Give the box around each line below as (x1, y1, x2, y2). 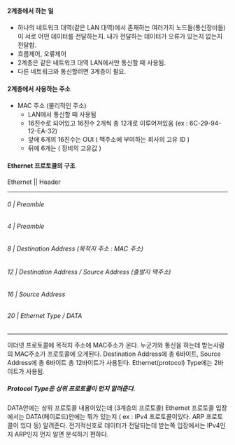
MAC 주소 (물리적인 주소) (17, 102, 87, 110)
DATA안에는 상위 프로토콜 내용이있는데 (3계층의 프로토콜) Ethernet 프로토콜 (7, 404, 215, 412)
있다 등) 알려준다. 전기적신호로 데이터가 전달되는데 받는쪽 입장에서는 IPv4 (20, 421, 220, 430)
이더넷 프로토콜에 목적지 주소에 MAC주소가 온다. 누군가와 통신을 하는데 (7, 340, 201, 349)
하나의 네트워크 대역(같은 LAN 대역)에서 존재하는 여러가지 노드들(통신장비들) (17, 23, 226, 32)
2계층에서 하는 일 (7, 6, 54, 15)
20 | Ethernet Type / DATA (7, 312, 83, 320)
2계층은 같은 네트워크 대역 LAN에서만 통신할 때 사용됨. (17, 58, 166, 67)
